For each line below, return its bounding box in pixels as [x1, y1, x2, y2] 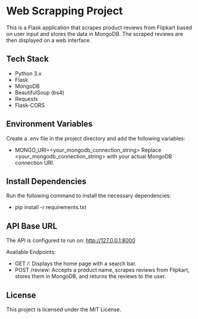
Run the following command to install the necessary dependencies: [6, 192, 172, 200]
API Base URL [6, 221, 58, 231]
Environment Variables [6, 119, 93, 129]
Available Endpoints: [6, 249, 56, 256]
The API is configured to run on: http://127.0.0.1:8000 [6, 237, 135, 244]
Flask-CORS [14, 102, 45, 109]
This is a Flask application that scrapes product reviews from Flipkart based [6, 24, 193, 31]
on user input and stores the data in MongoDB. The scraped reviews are [6, 30, 184, 37]
